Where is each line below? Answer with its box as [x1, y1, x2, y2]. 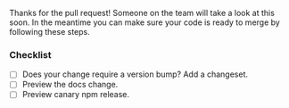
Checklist [9, 48, 52, 61]
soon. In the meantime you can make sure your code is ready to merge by [9, 17, 281, 28]
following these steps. [9, 27, 91, 37]
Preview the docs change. [21, 79, 119, 90]
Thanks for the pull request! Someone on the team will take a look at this [9, 8, 275, 18]
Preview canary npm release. [21, 89, 130, 100]
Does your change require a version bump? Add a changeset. [21, 69, 248, 79]
